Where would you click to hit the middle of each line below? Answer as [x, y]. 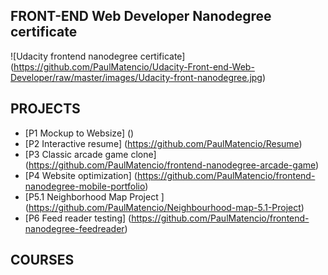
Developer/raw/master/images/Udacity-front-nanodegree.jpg [136, 77]
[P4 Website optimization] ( [81, 175]
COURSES [42, 260]
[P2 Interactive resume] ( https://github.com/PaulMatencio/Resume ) [163, 143]
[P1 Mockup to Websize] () [79, 133]
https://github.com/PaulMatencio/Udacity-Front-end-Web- [134, 66]
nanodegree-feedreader [74, 228]
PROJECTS [45, 109]
